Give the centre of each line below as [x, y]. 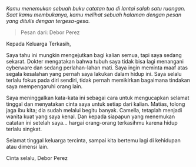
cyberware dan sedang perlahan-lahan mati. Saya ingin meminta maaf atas [97, 68]
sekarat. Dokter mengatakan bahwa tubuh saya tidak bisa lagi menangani [95, 61]
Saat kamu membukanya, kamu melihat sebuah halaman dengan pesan [94, 15]
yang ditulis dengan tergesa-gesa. [48, 21]
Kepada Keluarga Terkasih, [39, 44]
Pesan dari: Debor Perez [50, 32]
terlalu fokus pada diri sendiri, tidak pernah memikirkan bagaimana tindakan [98, 80]
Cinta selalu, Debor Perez [37, 158]
